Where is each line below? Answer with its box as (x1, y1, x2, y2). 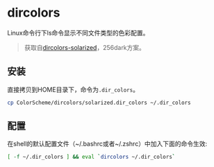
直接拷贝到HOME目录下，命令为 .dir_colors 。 (7, 85, 139, 94)
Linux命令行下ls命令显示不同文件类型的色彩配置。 (7, 28, 149, 37)
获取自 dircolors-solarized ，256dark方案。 (24, 43, 146, 51)
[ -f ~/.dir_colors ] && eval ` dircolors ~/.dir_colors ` (7, 154, 176, 161)
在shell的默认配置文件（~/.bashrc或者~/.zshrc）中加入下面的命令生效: (7, 140, 207, 148)
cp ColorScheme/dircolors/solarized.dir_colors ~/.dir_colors (7, 99, 191, 106)
